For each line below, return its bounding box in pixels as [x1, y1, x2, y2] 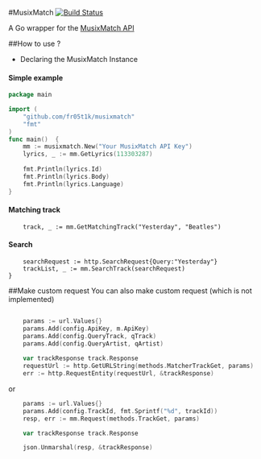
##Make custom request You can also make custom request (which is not [8, 286, 252, 296]
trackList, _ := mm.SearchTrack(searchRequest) [23, 264, 185, 273]
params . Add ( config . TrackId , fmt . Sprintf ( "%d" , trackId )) [23, 407, 218, 415]
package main [8, 91, 52, 99]
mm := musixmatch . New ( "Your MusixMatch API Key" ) [23, 143, 193, 151]
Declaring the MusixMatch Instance [19, 55, 139, 64]
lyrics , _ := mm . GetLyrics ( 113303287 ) [23, 150, 153, 159]
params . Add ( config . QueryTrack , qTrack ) [23, 332, 157, 340]
